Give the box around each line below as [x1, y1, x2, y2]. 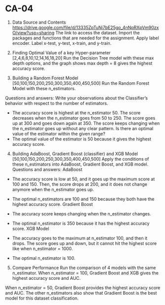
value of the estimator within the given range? [12, 131, 105, 136]
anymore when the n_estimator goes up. [12, 186, 95, 192]
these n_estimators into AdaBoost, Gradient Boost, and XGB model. [12, 161, 149, 167]
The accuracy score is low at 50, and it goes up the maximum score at [12, 176, 155, 182]
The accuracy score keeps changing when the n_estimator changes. [12, 210, 151, 217]
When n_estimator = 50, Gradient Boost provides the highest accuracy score [5, 284, 161, 291]
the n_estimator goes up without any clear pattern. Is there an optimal [12, 125, 154, 131]
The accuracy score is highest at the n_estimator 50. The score [12, 109, 141, 116]
